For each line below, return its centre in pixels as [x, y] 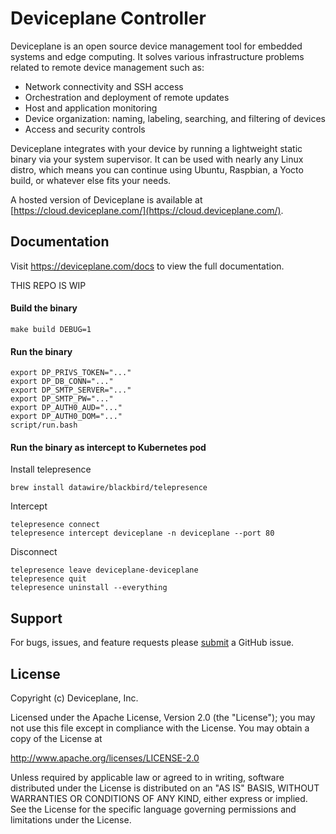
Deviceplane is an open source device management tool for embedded [156, 46]
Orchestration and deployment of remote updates [127, 97]
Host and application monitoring [91, 108]
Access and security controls [85, 129]
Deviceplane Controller [108, 18]
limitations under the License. [71, 819]
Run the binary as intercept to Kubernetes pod [108, 447]
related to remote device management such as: [107, 67]
